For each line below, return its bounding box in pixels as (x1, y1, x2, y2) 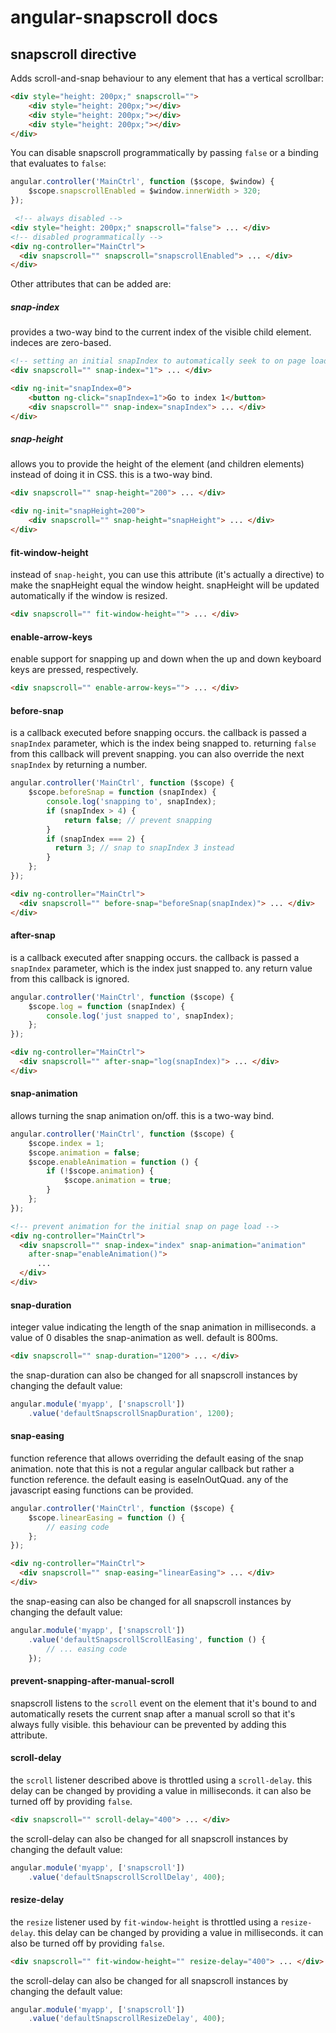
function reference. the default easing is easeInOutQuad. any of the (10, 1473, 289, 1485)
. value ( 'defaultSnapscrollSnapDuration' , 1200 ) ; (28, 1408, 235, 1418)
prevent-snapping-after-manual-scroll (10, 1675, 175, 1687)
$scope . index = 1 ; (28, 1138, 105, 1148)
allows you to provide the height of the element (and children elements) (10, 458, 305, 470)
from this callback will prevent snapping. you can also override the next (10, 748, 305, 760)
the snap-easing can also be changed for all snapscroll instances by (10, 1595, 292, 1607)
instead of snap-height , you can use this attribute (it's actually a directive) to (10, 569, 325, 581)
